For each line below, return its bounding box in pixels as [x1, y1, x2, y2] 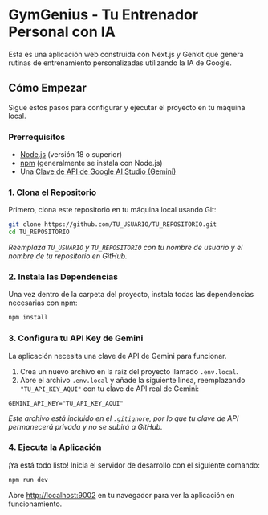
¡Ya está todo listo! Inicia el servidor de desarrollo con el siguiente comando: [8, 460, 261, 470]
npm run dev [8, 476, 48, 484]
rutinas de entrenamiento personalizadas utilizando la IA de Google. [8, 58, 233, 68]
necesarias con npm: [8, 298, 78, 307]
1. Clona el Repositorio [8, 187, 97, 198]
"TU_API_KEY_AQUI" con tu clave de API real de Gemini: [19, 384, 199, 393]
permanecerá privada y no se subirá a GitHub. [8, 422, 163, 431]
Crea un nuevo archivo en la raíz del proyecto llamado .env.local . [19, 366, 238, 376]
